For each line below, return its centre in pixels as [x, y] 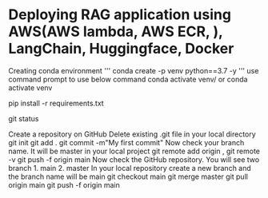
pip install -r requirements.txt [56, 103]
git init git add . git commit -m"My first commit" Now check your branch [126, 142]
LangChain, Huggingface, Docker [121, 49]
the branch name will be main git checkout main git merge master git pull [128, 176]
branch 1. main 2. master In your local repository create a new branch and [130, 168]
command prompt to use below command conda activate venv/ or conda [128, 79]
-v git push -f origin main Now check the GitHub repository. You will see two [134, 159]
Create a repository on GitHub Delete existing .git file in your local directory [132, 134]
